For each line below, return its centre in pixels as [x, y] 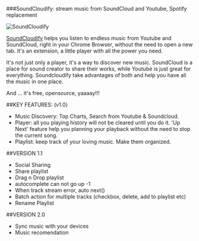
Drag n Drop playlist [39, 178]
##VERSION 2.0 [26, 214]
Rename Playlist [34, 203]
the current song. [36, 135]
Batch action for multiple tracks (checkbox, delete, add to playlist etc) [100, 196]
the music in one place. [35, 81]
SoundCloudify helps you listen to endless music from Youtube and [89, 38]
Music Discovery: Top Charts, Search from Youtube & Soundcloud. [97, 116]
